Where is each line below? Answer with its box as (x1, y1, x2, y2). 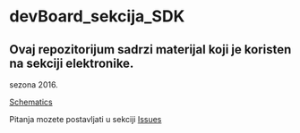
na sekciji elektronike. (9, 55, 134, 71)
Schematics (9, 96, 53, 107)
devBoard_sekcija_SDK (9, 6, 185, 27)
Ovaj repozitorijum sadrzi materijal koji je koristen (9, 42, 292, 57)
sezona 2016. (9, 79, 58, 90)
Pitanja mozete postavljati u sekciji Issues (9, 114, 162, 124)
